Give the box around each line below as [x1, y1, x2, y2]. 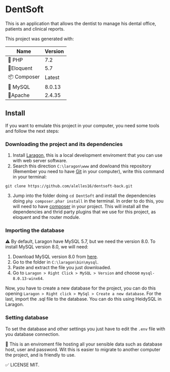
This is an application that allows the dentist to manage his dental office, [5, 20, 156, 26]
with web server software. [12, 158, 67, 164]
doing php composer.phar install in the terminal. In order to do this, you [12, 198, 164, 204]
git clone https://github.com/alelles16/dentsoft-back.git [5, 184, 133, 189]
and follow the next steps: [5, 128, 59, 134]
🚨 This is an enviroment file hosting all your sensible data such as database [5, 341, 162, 347]
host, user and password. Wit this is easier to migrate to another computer [5, 346, 161, 352]
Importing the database [5, 226, 64, 234]
